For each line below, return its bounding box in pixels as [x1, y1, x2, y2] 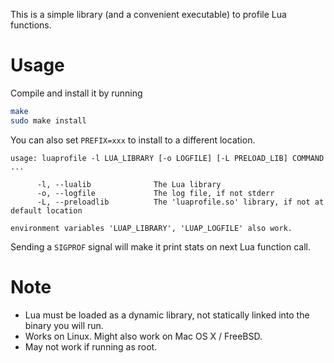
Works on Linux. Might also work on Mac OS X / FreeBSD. [24, 330, 263, 342]
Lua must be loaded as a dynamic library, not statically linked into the [24, 309, 310, 321]
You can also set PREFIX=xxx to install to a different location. [10, 134, 256, 146]
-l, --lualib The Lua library [36, 179, 222, 189]
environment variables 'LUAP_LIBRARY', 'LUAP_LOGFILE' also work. [10, 223, 293, 233]
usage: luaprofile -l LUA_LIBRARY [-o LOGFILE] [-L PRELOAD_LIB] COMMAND [10, 153, 325, 163]
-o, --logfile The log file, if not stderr [36, 188, 275, 198]
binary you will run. [24, 319, 104, 331]
